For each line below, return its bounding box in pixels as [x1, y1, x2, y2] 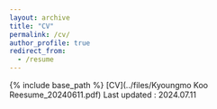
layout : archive [9, 13, 70, 23]
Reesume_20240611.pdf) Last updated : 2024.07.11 [9, 89, 196, 100]
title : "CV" [9, 22, 54, 31]
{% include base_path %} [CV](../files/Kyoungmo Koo [9, 80, 209, 90]
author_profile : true [9, 38, 91, 48]
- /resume [17, 55, 54, 64]
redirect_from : [9, 47, 67, 56]
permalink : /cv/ [9, 30, 70, 39]
